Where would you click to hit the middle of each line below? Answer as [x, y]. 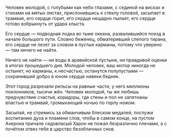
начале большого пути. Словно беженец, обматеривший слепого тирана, [86, 39]
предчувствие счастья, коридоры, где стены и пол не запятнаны [77, 97]
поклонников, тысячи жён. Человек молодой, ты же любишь [72, 92]
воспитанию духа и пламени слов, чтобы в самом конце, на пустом [80, 118]
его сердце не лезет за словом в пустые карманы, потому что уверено [84, 45]
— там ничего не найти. [31, 50]
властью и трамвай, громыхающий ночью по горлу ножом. [71, 103]
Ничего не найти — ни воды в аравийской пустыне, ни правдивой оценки [86, 60]
